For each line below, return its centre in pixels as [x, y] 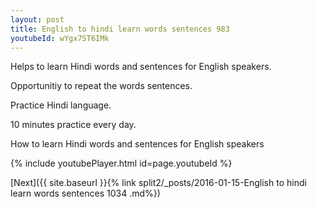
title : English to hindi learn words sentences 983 [120, 29]
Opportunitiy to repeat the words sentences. [101, 86]
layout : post [37, 19]
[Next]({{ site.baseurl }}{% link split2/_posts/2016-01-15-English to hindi [158, 183]
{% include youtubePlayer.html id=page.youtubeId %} [121, 163]
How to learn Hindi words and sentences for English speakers [137, 144]
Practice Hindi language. [61, 105]
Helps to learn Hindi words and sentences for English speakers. [141, 67]
